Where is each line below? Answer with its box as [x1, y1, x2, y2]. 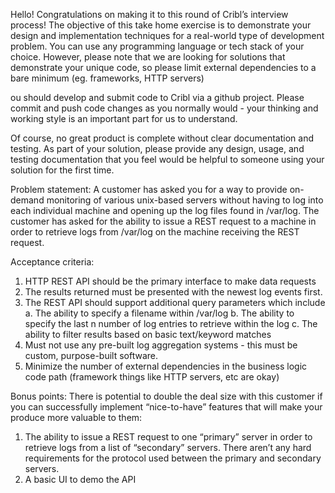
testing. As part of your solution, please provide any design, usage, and [10, 143, 305, 154]
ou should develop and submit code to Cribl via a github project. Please [10, 92, 305, 103]
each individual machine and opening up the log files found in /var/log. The [10, 205, 320, 216]
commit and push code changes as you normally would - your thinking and [10, 102, 319, 114]
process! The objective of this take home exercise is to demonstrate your [10, 19, 312, 31]
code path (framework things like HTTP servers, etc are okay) [24, 371, 280, 383]
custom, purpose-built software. [24, 350, 159, 361]
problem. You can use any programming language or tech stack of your [10, 40, 305, 52]
